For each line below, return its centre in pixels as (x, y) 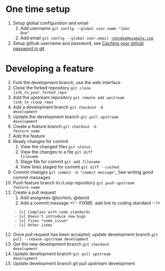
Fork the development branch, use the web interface (67, 82)
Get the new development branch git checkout (61, 244)
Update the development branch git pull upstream (66, 117)
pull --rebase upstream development (51, 239)
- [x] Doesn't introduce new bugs (50, 216)
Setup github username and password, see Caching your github (78, 43)
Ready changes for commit (41, 141)
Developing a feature (50, 69)
